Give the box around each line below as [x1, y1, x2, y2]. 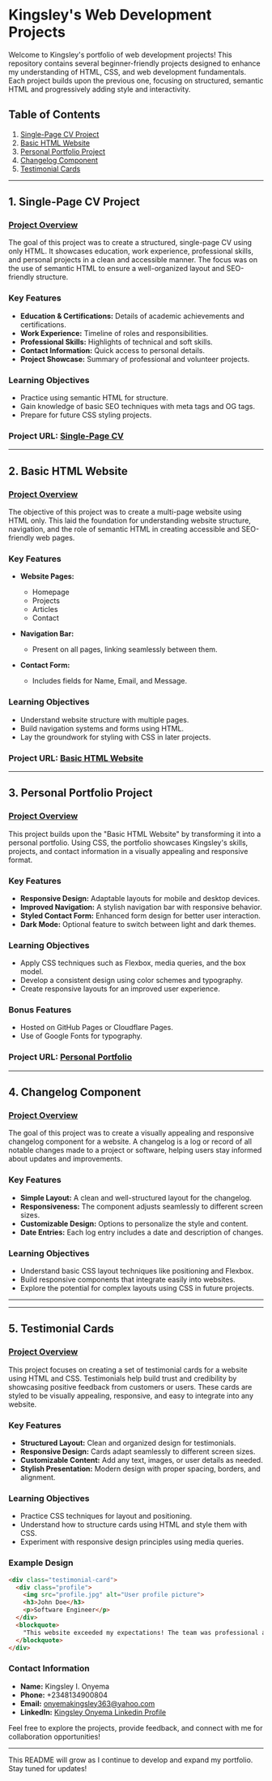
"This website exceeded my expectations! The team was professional [23, 1628, 259, 1637]
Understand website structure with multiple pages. [19, 714, 189, 724]
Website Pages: [19, 571, 74, 581]
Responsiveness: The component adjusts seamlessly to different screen [19, 1201, 263, 1211]
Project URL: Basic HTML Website [8, 753, 144, 764]
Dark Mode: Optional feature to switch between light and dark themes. [19, 919, 257, 929]
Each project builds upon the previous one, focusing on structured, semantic [8, 75, 264, 85]
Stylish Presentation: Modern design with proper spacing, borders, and [19, 1464, 261, 1474]
